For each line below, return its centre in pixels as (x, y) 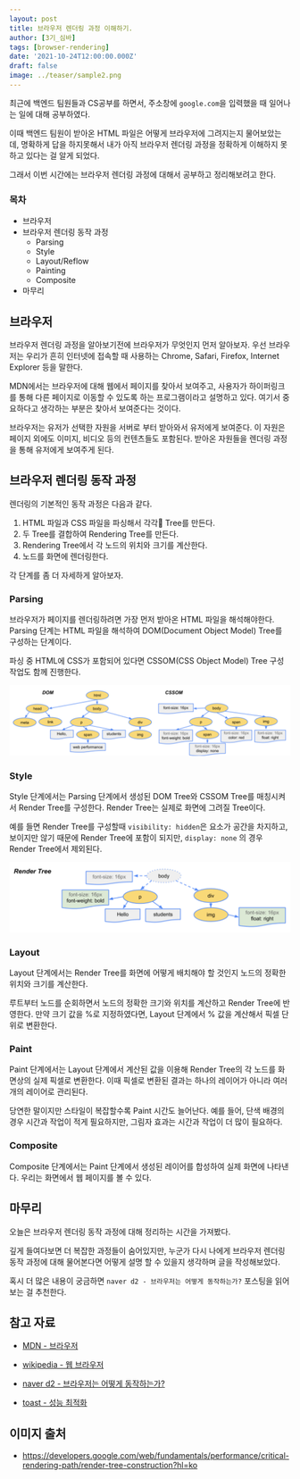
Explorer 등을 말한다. (46, 367)
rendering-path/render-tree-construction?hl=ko (110, 1466)
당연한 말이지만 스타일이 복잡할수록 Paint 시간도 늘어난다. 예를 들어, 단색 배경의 (147, 1111)
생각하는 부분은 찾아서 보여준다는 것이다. (110, 408)
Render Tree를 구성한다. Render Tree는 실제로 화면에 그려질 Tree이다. (142, 807)
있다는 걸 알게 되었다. (62, 155)
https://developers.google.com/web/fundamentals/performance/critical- (156, 1456)
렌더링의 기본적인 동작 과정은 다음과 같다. (81, 504)
